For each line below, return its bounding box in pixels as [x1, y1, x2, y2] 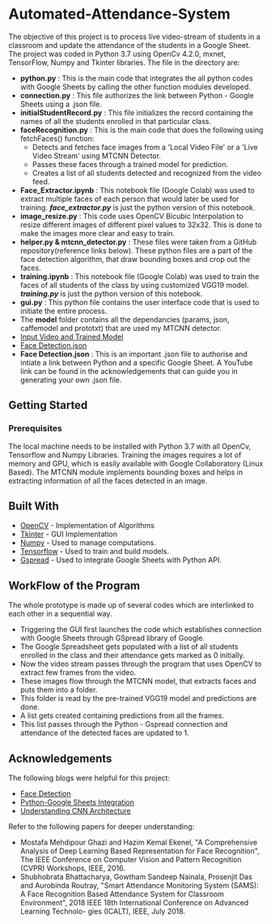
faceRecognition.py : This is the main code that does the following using [19, 125, 264, 135]
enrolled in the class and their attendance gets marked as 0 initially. [19, 651, 245, 660]
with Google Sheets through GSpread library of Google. [19, 634, 205, 643]
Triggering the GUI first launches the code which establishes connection [19, 625, 262, 634]
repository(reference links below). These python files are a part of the [19, 245, 253, 256]
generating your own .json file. [19, 375, 122, 385]
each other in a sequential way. [8, 609, 112, 619]
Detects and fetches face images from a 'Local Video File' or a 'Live [32, 142, 258, 152]
